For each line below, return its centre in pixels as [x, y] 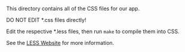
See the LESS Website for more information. [60, 43]
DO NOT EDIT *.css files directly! [46, 20]
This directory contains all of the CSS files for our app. [73, 9]
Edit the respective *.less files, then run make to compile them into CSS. [93, 31]
